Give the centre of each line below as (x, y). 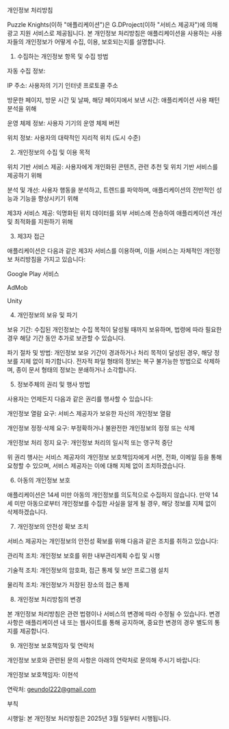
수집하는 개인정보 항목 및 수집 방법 (63, 56)
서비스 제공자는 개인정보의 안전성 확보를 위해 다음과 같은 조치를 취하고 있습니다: (113, 541)
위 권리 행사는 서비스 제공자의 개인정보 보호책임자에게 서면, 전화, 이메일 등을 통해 (114, 457)
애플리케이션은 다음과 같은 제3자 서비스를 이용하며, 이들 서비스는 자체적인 (105, 251)
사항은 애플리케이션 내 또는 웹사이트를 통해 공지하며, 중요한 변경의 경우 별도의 (110, 622)
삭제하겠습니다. (27, 512)
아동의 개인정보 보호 (43, 480)
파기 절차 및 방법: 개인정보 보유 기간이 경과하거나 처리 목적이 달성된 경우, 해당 (110, 353)
